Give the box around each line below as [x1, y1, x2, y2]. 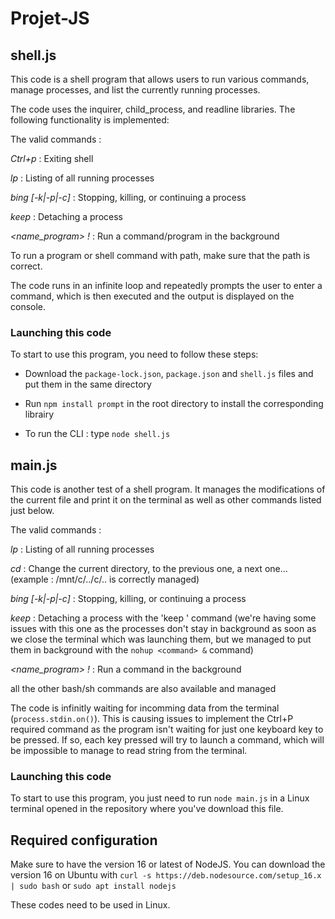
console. [10, 301, 47, 312]
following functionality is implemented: [10, 114, 170, 126]
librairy [24, 408, 55, 421]
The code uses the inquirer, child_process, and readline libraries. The [10, 103, 296, 115]
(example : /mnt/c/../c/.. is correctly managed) [10, 573, 200, 586]
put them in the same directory [24, 378, 152, 391]
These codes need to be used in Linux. [10, 899, 171, 911]
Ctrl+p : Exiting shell [10, 153, 94, 164]
